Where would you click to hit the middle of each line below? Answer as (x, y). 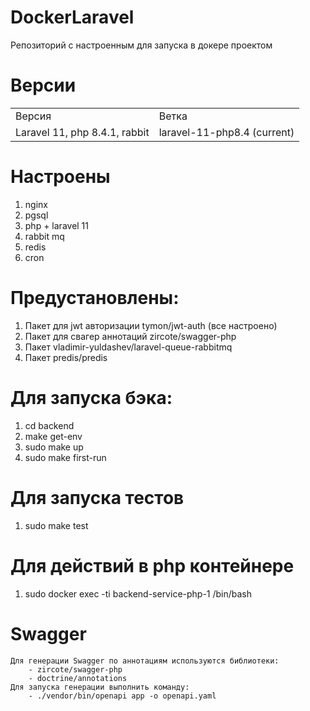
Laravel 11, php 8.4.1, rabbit (82, 132)
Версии (43, 85)
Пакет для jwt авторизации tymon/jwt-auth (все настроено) (151, 325)
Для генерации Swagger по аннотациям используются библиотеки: (145, 661)
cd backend (49, 425)
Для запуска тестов (97, 497)
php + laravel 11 (57, 225)
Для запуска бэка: (91, 397)
